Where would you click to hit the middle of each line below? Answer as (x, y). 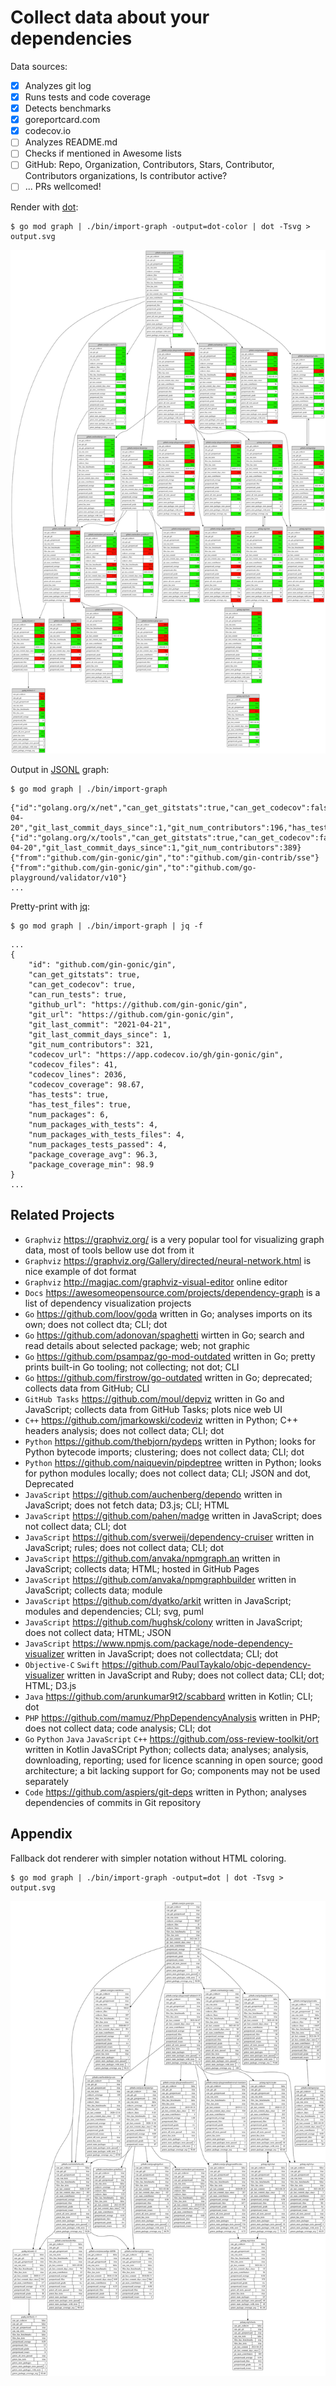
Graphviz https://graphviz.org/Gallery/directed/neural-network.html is (168, 1260)
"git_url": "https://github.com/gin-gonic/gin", (131, 1014)
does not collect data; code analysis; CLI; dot (118, 1728)
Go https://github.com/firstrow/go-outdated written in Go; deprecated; (168, 1377)
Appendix (41, 1834)
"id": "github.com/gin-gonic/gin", (102, 964)
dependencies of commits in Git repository (113, 1802)
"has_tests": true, (69, 1094)
